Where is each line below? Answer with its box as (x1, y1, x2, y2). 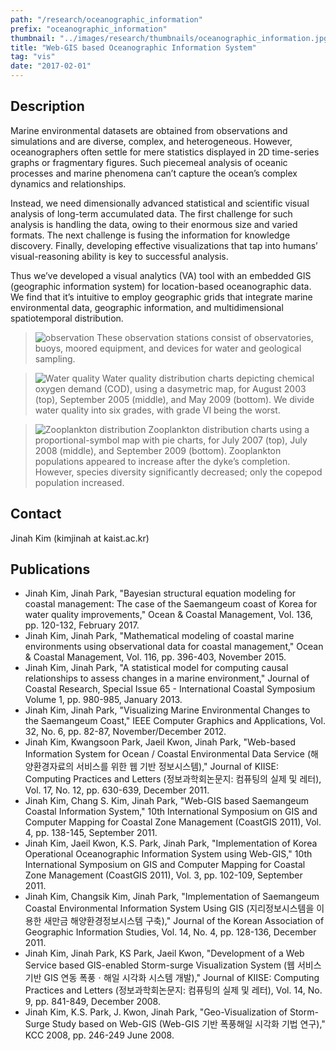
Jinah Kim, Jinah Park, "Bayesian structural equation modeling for (24, 587, 297, 600)
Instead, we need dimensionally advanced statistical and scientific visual (10, 197, 310, 209)
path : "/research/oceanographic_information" (10, 14, 203, 25)
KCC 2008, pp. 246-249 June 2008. (24, 1029, 175, 1041)
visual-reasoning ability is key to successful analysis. (10, 250, 229, 262)
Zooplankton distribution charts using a (148, 423, 310, 435)
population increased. (34, 476, 125, 488)
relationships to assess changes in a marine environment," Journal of (24, 672, 310, 685)
